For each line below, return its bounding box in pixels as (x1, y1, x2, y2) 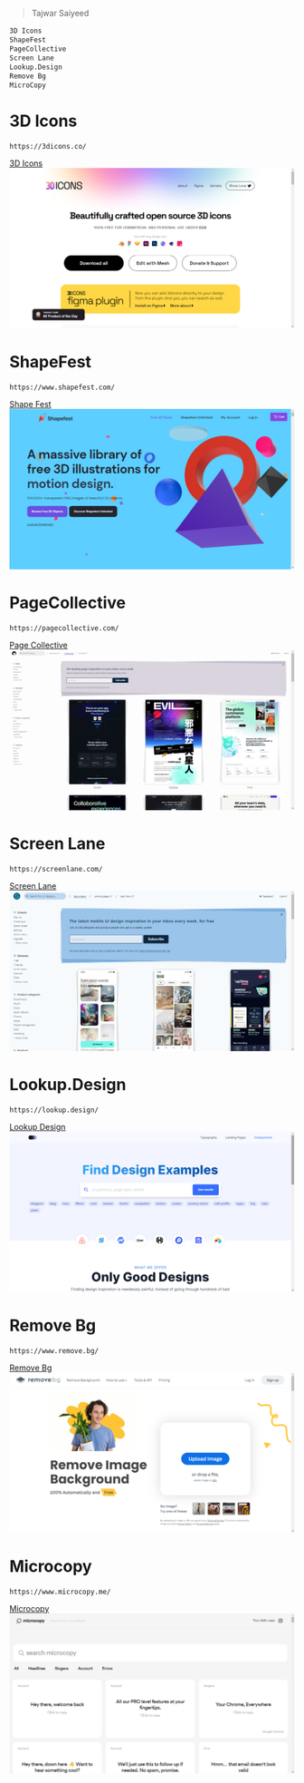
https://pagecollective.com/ (9, 623, 119, 633)
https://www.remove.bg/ (9, 1346, 100, 1355)
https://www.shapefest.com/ (9, 383, 116, 392)
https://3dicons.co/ (9, 141, 88, 151)
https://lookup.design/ (9, 1106, 100, 1115)
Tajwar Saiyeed (31, 8, 90, 18)
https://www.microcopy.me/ (9, 1587, 111, 1596)
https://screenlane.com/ (9, 864, 103, 873)
